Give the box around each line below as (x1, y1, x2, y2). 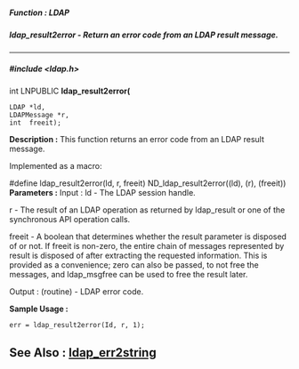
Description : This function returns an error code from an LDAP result (9, 134, 264, 145)
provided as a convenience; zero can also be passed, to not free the (9, 260, 260, 270)
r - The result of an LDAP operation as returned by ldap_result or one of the (9, 205, 286, 215)
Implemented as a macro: (9, 161, 102, 172)
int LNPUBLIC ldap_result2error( (9, 85, 131, 97)
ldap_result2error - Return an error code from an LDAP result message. (9, 29, 279, 40)
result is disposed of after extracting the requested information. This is (9, 250, 268, 261)
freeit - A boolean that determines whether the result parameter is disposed (9, 231, 287, 242)
